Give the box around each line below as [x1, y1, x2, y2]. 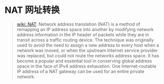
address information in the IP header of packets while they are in [16, 32, 150, 38]
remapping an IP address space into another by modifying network [16, 26, 154, 32]
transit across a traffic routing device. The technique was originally [16, 37, 154, 42]
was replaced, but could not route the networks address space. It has [16, 52, 160, 58]
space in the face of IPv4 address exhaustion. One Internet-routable [16, 63, 157, 69]
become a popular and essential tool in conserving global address [16, 58, 152, 64]
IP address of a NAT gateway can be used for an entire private [16, 68, 145, 74]
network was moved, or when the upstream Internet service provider [16, 47, 158, 53]
